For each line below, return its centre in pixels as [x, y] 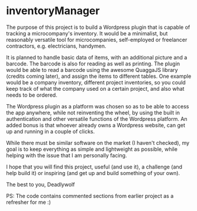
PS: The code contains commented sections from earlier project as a [90, 196]
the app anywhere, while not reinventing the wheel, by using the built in [93, 113]
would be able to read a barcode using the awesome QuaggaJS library [92, 70]
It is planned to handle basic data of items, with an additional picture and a [97, 57]
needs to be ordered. [32, 95]
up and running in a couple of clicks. [51, 131]
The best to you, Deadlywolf [41, 184]
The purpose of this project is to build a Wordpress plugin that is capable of [98, 27]
